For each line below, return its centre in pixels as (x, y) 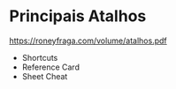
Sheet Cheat (45, 76)
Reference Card (50, 67)
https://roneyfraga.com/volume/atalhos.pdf (88, 41)
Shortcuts (40, 57)
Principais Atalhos (78, 16)
